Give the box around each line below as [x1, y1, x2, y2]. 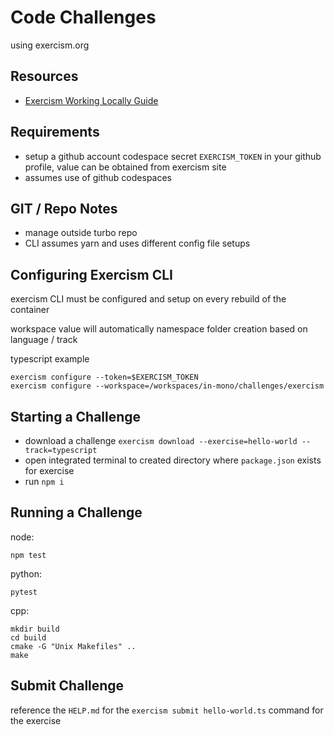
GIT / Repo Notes [10, 200, 118, 217]
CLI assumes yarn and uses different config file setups [24, 237, 251, 250]
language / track [10, 334, 78, 346]
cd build [10, 632, 47, 643]
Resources [10, 68, 79, 85]
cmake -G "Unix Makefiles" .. [10, 641, 137, 651]
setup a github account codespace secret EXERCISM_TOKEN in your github [24, 150, 322, 162]
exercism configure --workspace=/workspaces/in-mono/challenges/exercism [10, 381, 325, 391]
